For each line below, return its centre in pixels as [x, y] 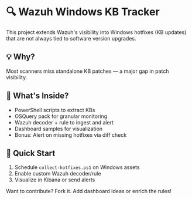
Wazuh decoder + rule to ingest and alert [64, 122]
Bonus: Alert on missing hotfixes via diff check [71, 135]
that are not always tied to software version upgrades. [71, 38]
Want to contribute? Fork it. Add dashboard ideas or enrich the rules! [89, 191]
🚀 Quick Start [31, 153]
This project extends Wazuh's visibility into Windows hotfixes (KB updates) [96, 32]
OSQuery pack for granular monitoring [61, 116]
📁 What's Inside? [37, 96]
